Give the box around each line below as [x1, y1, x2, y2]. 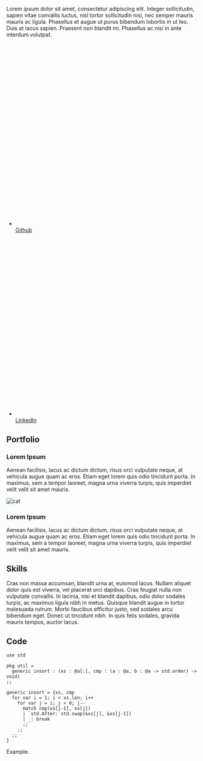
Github [15, 226, 32, 234]
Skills [6, 563, 27, 574]
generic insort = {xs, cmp [6, 690, 75, 696]
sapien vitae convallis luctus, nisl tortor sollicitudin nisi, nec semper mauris [6, 12, 193, 19]
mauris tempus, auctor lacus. [6, 619, 79, 626]
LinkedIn [15, 417, 37, 424]
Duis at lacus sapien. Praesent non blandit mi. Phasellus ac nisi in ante [6, 24, 182, 32]
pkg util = [6, 663, 34, 669]
